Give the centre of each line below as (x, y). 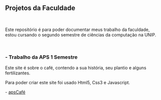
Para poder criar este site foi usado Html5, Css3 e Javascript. (68, 83)
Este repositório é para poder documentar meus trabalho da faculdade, (77, 30)
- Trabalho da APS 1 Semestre (41, 57)
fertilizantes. (18, 73)
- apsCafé (15, 92)
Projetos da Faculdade (40, 8)
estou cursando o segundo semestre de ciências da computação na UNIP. (81, 34)
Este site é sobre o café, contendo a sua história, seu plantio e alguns (76, 68)
